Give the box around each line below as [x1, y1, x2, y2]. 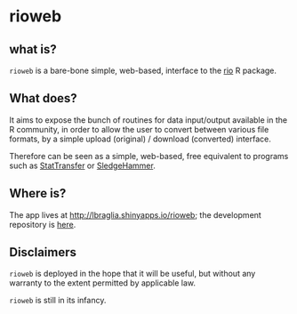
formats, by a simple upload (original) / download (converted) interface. [9, 133, 271, 144]
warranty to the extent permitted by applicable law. [9, 278, 196, 288]
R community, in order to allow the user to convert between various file [9, 124, 269, 134]
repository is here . [9, 219, 76, 229]
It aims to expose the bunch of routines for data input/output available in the [9, 114, 287, 125]
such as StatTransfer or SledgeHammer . [9, 160, 156, 171]
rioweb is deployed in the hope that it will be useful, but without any [9, 269, 256, 279]
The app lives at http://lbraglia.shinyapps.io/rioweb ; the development [9, 209, 262, 220]
